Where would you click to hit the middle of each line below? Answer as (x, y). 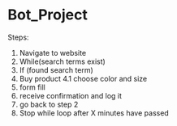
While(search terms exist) (63, 61)
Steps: (18, 37)
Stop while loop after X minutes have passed (94, 113)
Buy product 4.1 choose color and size (83, 78)
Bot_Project (48, 15)
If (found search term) (56, 69)
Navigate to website (53, 52)
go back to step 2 (49, 104)
